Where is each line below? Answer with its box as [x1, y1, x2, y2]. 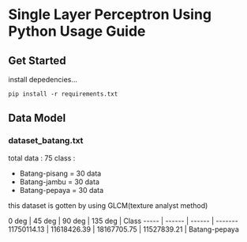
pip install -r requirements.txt [8, 90, 118, 98]
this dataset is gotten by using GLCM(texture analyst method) [8, 200, 208, 210]
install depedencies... [8, 75, 77, 84]
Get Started [8, 54, 66, 67]
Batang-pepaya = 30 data [19, 185, 104, 195]
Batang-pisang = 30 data [19, 168, 102, 178]
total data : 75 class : [8, 153, 76, 163]
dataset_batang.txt [8, 135, 84, 146]
